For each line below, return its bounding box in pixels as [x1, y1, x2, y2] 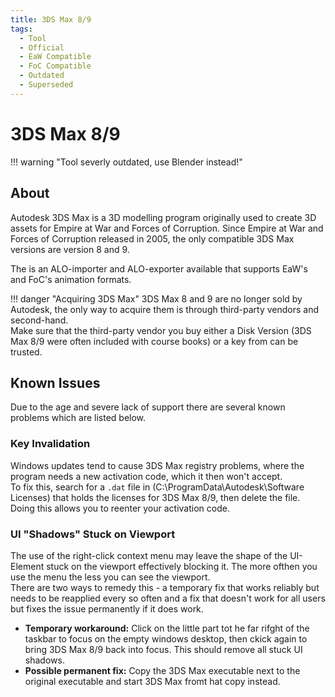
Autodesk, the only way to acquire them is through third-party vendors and [10, 303, 320, 315]
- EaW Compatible [19, 52, 92, 62]
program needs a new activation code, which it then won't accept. [10, 470, 283, 482]
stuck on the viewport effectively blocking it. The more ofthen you [46, 560, 318, 572]
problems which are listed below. [10, 412, 147, 424]
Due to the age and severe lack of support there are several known [10, 401, 286, 413]
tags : [10, 24, 33, 34]
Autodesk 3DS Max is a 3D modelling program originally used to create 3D [10, 211, 317, 223]
